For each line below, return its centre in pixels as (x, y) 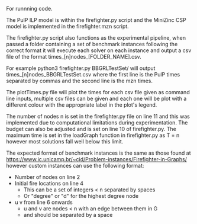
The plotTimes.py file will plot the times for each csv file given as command (98, 92)
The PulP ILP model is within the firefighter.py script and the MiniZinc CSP (96, 20)
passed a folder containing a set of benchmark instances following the (92, 44)
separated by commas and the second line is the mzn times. (79, 81)
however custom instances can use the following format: (75, 166)
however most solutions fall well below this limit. (65, 141)
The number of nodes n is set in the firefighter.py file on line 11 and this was (98, 116)
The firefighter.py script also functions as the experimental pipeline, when (96, 38)
